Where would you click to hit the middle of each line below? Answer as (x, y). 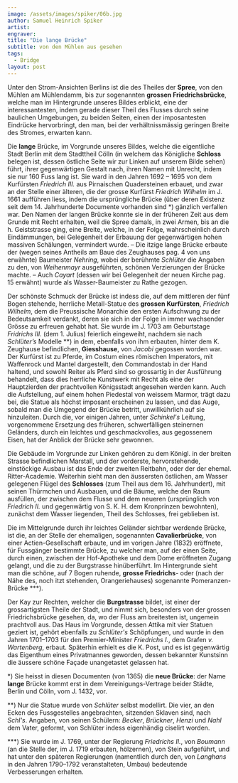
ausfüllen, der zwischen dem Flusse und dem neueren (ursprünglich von (114, 499)
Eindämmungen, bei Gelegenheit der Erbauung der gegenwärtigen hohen (115, 237)
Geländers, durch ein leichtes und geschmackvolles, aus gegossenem (110, 432)
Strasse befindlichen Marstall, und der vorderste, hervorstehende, (104, 461)
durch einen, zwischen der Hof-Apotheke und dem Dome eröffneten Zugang (119, 558)
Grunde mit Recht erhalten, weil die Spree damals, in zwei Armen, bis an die (118, 222)
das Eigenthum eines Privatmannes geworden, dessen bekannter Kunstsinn (118, 654)
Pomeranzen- (211, 580)
